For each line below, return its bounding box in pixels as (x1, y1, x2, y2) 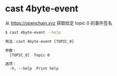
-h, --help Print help (9, 66, 58, 71)
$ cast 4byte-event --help (5, 30, 61, 35)
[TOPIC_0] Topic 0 (9, 53, 50, 58)
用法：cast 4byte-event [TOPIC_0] (5, 39, 74, 44)
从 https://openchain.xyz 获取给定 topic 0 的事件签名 (5, 20, 113, 26)
